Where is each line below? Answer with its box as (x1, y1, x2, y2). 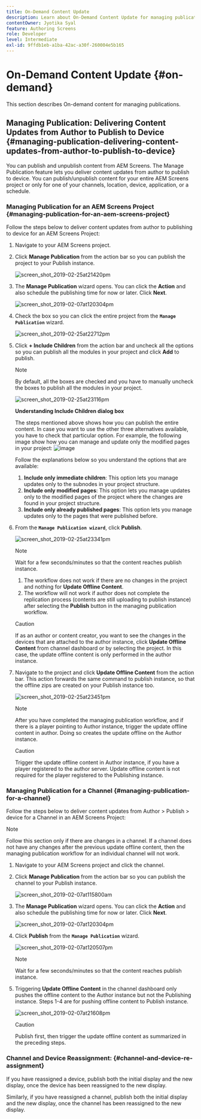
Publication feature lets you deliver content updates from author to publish (6, 168, 190, 176)
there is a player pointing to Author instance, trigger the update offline (14, 723, 187, 730)
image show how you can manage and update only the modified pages (14, 438, 190, 445)
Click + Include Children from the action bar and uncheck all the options (14, 342, 194, 349)
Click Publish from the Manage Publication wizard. (14, 933, 139, 940)
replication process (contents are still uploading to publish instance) (23, 596, 191, 603)
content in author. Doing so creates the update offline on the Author (14, 729, 182, 736)
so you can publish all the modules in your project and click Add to (14, 348, 179, 355)
